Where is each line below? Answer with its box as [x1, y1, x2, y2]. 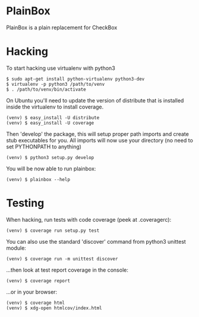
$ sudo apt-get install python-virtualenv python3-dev [6, 76, 145, 82]
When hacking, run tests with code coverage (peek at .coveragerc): [6, 216, 172, 223]
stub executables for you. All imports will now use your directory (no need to [6, 136, 193, 144]
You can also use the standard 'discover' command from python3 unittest [6, 238, 186, 245]
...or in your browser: [6, 288, 58, 296]
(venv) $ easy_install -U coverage [6, 120, 94, 126]
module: [6, 244, 27, 251]
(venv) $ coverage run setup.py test [6, 228, 100, 234]
